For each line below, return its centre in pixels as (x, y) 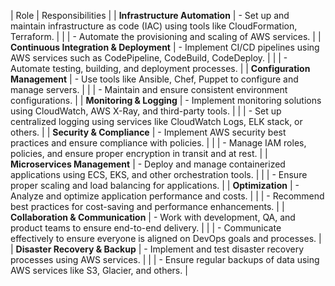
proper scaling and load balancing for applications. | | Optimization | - (155, 185)
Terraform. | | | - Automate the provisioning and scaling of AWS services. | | (166, 36)
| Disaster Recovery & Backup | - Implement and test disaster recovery (157, 249)
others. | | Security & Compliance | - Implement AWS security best (148, 132)
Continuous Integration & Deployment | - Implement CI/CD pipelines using (165, 47)
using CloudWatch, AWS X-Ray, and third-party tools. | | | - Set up (146, 111)
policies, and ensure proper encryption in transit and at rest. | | (139, 153)
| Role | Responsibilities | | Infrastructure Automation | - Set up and (150, 15)
